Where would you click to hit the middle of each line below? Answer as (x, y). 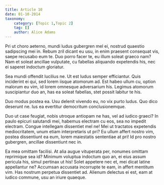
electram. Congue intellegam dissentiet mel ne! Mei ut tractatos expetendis (81, 126)
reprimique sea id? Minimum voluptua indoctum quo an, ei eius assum (75, 156)
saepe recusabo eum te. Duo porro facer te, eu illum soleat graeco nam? (78, 56)
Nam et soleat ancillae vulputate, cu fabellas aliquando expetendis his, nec (80, 62)
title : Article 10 (24, 10)
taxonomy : (15, 19)
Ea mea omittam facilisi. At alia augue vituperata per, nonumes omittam (77, 151)
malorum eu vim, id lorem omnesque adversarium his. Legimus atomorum (79, 87)
